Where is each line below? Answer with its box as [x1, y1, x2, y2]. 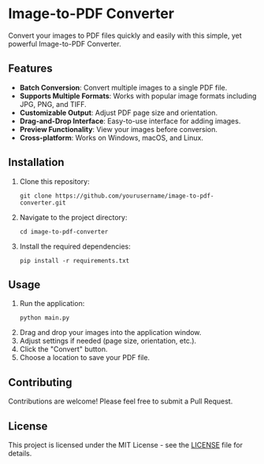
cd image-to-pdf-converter [19, 227, 109, 236]
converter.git [19, 198, 66, 207]
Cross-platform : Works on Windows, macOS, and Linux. [19, 133, 203, 142]
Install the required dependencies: [19, 241, 132, 251]
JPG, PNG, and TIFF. [19, 99, 87, 109]
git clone [19, 192, 53, 200]
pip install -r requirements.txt [19, 256, 130, 264]
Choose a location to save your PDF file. [19, 353, 151, 363]
